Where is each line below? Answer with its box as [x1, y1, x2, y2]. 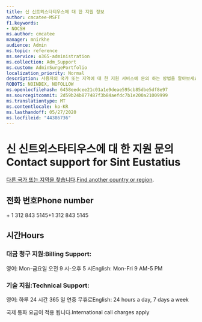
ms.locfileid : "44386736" [6, 115, 71, 121]
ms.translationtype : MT [6, 98, 66, 104]
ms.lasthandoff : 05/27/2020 [6, 109, 77, 115]
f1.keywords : [6, 20, 39, 26]
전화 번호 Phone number [6, 195, 94, 206]
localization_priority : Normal [6, 70, 85, 76]
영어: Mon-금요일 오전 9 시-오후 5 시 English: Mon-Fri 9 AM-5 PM [6, 264, 163, 272]
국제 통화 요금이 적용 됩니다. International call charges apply [6, 308, 150, 315]
